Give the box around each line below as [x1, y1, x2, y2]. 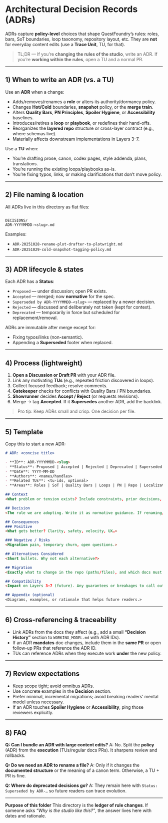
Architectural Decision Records [5, 4, 138, 15]
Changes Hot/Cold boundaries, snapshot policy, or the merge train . [12, 104, 153, 110]
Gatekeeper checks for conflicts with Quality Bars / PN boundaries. [12, 388, 151, 394]
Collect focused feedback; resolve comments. [12, 383, 107, 389]
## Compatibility [5, 579, 41, 584]
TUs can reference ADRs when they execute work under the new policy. [12, 650, 161, 656]
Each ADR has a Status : [5, 279, 54, 285]
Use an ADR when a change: [5, 89, 64, 95]
